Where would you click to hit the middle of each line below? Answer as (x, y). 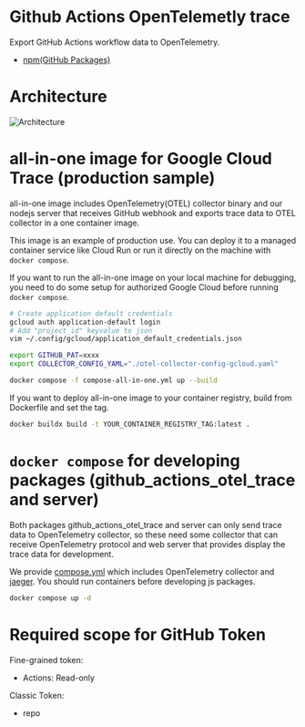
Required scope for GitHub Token (138, 634)
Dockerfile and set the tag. (59, 407)
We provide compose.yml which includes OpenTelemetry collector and (142, 571)
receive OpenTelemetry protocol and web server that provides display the (147, 544)
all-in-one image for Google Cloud (141, 159)
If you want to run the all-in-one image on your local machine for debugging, (153, 277)
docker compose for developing (125, 461)
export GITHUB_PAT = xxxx (55, 356)
